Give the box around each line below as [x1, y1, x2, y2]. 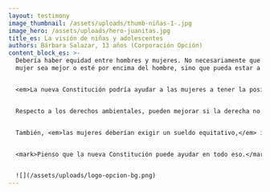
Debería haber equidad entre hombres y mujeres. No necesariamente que [15, 57, 261, 65]
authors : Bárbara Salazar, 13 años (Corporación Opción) [8, 42, 203, 50]
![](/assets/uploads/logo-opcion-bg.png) [15, 172, 157, 180]
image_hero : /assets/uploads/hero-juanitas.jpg [8, 27, 171, 35]
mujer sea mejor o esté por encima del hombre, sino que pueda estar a [15, 64, 261, 72]
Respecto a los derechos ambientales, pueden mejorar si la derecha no [15, 107, 261, 115]
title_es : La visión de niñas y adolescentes [8, 34, 163, 43]
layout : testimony [8, 11, 70, 20]
